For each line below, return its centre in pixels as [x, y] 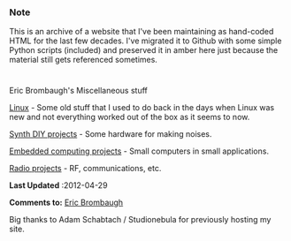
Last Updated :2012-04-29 [58, 185]
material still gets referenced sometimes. [83, 60]
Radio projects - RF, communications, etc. [85, 169]
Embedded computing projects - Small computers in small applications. [139, 151]
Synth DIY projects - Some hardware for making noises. [111, 134]
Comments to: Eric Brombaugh [66, 203]
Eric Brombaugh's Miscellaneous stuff [78, 91]
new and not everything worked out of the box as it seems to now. [130, 117]
